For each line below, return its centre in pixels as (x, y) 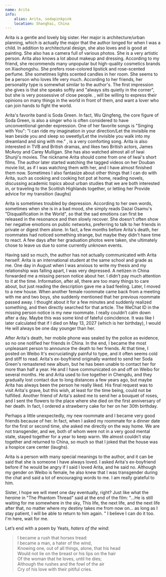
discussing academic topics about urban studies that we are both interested (83, 184)
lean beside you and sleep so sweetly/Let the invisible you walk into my (78, 136)
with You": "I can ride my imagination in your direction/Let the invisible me (80, 131)
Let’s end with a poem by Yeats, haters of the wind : (57, 528)
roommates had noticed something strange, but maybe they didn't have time (83, 235)
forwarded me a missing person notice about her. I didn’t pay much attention (83, 276)
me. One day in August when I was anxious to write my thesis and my (76, 266)
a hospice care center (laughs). (37, 447)
